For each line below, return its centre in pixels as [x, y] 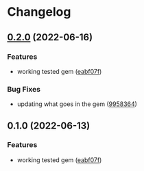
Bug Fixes [24, 89]
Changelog [39, 12]
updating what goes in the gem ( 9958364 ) [77, 104]
